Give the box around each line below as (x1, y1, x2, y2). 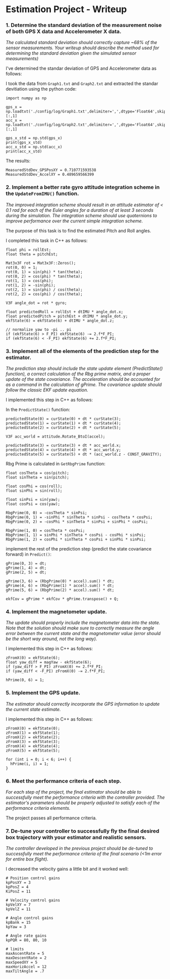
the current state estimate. (6, 706, 61, 712)
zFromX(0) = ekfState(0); (6, 726, 60, 731)
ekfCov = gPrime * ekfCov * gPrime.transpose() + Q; (6, 597, 119, 602)
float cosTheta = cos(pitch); (6, 471, 70, 476)
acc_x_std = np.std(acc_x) (6, 144, 63, 150)
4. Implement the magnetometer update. (6, 608, 107, 615)
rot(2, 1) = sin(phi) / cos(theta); (6, 287, 83, 292)
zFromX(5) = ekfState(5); (6, 748, 60, 753)
